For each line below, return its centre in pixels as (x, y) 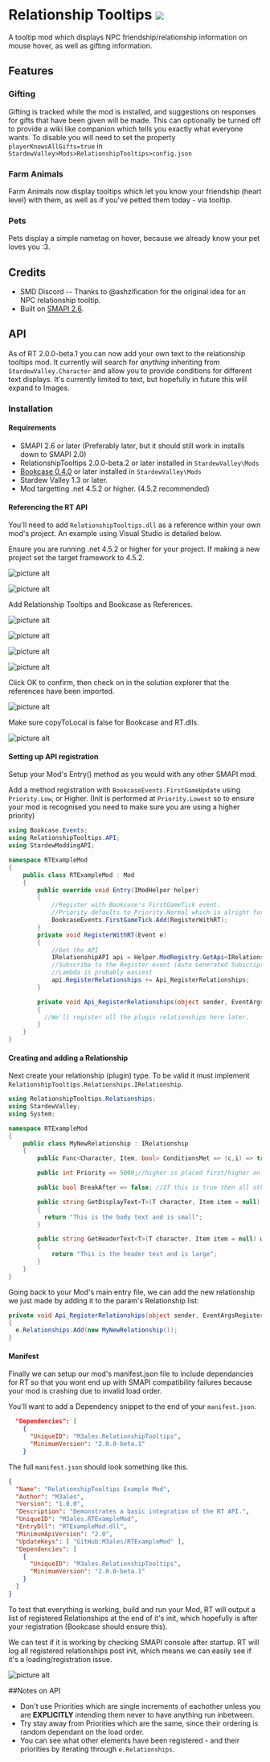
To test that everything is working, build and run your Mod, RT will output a (132, 1609)
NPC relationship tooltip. (60, 301)
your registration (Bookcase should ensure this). (88, 1627)
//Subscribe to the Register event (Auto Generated (139, 965)
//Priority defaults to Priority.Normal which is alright (150, 912)
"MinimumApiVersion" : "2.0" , (64, 1534)
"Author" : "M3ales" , (50, 1497)
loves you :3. (29, 247)
